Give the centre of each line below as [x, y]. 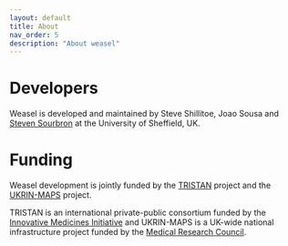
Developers [54, 88]
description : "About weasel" [65, 43]
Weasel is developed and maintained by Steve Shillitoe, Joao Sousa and [144, 114]
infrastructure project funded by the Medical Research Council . [128, 232]
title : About [34, 26]
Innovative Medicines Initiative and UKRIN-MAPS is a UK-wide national [142, 222]
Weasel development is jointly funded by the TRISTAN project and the [140, 185]
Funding [41, 160]
